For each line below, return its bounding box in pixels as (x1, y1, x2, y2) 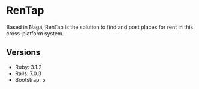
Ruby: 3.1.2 (14, 63, 42, 70)
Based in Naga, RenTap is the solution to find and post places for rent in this (6, 23, 194, 31)
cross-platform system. (6, 29, 64, 37)
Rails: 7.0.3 (14, 70, 42, 77)
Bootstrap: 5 (14, 76, 46, 83)
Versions (6, 48, 41, 58)
